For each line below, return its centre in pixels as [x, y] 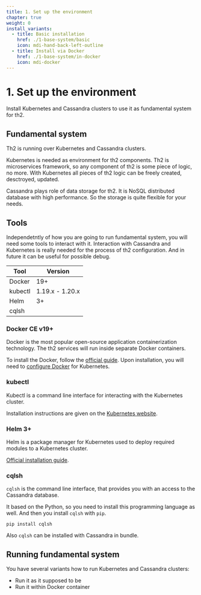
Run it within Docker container [52, 587]
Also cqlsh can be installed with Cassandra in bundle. [73, 535]
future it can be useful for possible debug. [58, 257]
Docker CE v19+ [30, 329]
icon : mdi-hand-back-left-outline [60, 46]
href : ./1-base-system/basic [54, 40]
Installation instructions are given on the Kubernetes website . [82, 413]
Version [58, 272]
